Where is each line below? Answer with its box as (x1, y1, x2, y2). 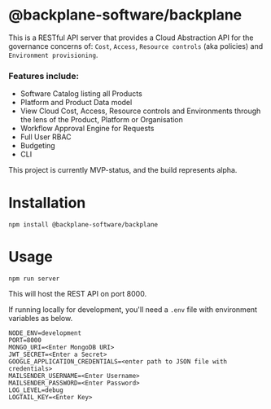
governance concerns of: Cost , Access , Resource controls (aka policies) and (8, 41, 264, 51)
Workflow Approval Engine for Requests (20, 124, 155, 134)
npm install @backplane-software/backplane (8, 221, 159, 229)
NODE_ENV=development (8, 329, 82, 337)
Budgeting (20, 141, 55, 151)
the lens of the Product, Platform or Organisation (20, 115, 183, 125)
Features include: (8, 70, 80, 81)
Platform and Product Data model (20, 98, 133, 108)
